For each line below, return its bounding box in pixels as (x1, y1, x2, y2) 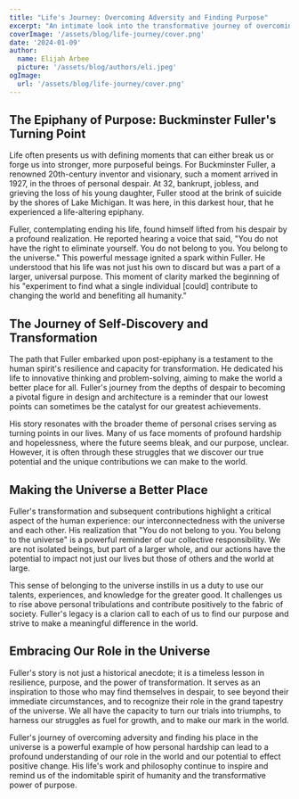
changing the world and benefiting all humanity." (9, 291, 187, 301)
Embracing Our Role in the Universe (9, 644, 211, 659)
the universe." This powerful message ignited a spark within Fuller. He (9, 252, 265, 263)
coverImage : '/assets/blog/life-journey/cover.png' (9, 29, 205, 38)
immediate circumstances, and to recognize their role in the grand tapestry (9, 696, 284, 706)
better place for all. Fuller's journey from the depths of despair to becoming (9, 383, 286, 393)
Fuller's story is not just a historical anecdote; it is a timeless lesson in (9, 667, 265, 678)
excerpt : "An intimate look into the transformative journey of (9, 21, 253, 30)
